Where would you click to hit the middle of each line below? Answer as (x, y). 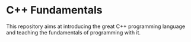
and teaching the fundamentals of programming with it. (74, 32)
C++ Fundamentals (54, 10)
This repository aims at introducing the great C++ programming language (96, 26)
